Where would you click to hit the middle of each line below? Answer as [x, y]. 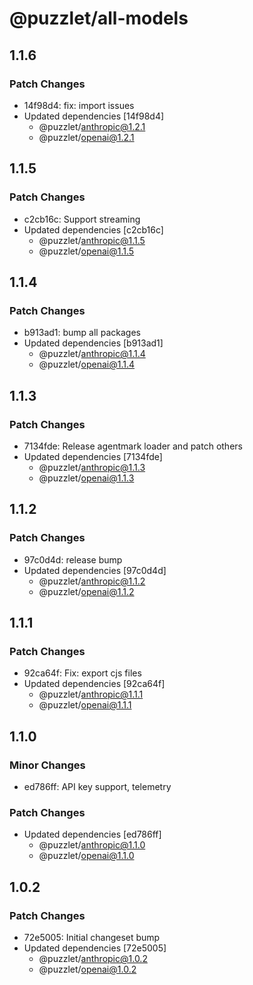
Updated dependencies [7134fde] [93, 456]
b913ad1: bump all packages [82, 333]
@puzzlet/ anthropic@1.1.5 [92, 240]
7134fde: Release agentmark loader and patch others [133, 446]
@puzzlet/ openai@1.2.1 [86, 137]
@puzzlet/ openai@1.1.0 [86, 856]
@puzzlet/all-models [99, 18]
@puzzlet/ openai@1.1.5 [86, 251]
